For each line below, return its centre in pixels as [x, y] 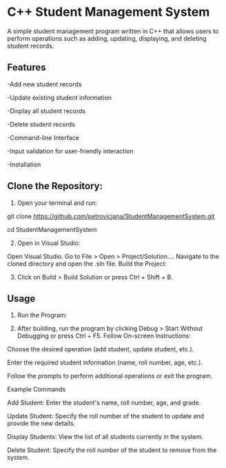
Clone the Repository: [55, 186]
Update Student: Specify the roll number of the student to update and [106, 416]
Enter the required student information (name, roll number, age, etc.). [105, 362]
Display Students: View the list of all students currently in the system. [105, 437]
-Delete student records [41, 124]
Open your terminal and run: [57, 203]
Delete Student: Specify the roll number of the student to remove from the [112, 450]
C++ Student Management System [109, 12]
